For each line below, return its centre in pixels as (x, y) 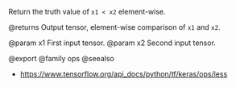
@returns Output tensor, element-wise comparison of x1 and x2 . (114, 27)
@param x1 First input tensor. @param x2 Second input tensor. (112, 43)
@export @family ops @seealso (61, 58)
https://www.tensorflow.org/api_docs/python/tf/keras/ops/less (124, 74)
